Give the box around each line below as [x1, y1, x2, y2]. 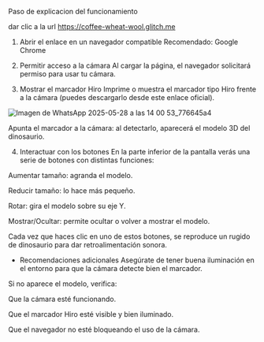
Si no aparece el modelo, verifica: [8, 279, 117, 288]
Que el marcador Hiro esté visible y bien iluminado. [8, 310, 174, 318]
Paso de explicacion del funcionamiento [8, 7, 138, 16]
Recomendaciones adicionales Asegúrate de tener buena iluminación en [19, 255, 255, 265]
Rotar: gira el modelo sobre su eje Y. [8, 201, 126, 210]
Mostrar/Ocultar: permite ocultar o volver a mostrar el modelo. [8, 217, 210, 225]
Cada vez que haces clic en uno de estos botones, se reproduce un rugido [8, 232, 251, 241]
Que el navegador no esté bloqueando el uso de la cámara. [8, 325, 200, 334]
